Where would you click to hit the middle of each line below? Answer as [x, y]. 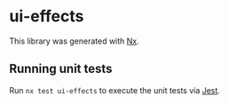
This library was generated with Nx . [74, 41]
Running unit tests [61, 69]
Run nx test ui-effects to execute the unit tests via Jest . [114, 90]
